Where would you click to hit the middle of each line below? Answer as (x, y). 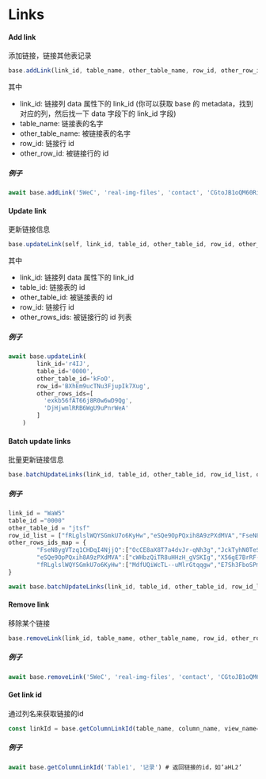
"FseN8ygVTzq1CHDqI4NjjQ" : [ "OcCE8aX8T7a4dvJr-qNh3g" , (127, 550)
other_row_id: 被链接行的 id (64, 153)
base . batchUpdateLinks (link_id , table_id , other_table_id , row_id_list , (131, 475)
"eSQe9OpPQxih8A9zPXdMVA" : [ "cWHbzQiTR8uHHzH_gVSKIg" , (127, 557)
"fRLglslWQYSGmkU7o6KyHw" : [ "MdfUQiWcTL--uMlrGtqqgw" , (127, 565)
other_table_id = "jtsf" (49, 528)
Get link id (25, 695)
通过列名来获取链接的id (46, 713)
